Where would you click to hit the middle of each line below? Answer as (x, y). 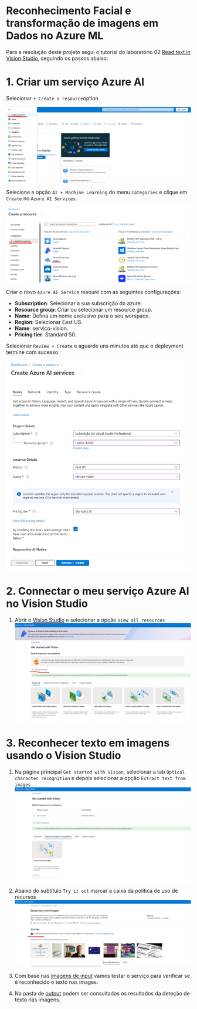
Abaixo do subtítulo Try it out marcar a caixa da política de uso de (96, 890)
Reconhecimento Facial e (69, 11)
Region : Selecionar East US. (49, 322)
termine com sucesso (32, 352)
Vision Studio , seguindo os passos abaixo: (57, 58)
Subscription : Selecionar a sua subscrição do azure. (78, 303)
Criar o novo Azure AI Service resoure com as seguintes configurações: (94, 292)
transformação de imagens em (82, 23)
